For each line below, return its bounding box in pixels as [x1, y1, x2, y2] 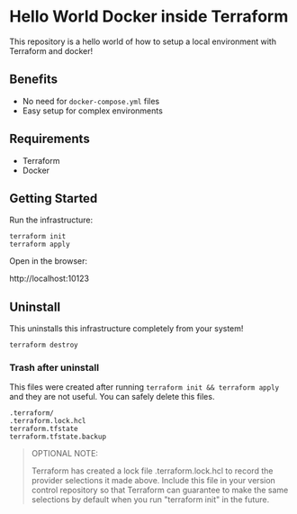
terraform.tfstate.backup [9, 432, 106, 442]
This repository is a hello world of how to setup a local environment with [9, 36, 277, 47]
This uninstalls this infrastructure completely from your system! [9, 323, 244, 334]
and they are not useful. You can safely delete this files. [9, 392, 215, 402]
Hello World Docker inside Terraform [9, 6, 289, 27]
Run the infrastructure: [9, 214, 94, 226]
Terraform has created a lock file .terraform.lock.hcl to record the [31, 465, 274, 476]
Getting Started [9, 191, 98, 206]
